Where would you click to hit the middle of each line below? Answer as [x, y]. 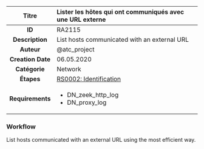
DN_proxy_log [87, 102]
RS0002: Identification [89, 79]
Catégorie [30, 69]
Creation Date [30, 59]
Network [69, 69]
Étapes [30, 79]
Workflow [21, 127]
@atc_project [76, 49]
